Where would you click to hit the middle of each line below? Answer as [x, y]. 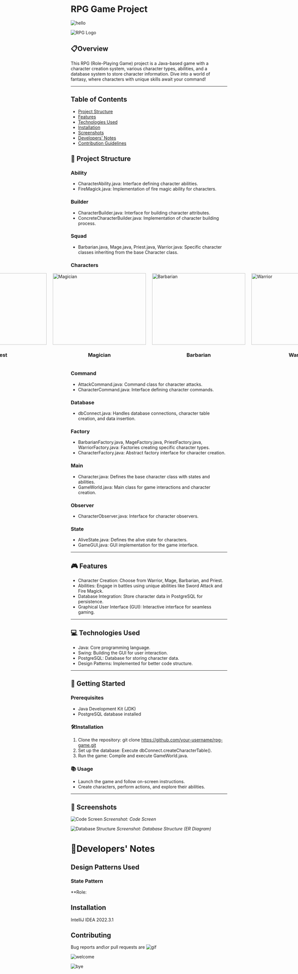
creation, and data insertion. [107, 419]
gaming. [86, 612]
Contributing [91, 935]
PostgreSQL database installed [110, 714]
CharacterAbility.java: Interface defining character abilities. [138, 184]
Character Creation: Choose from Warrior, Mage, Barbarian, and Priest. [150, 581]
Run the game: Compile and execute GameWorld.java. [133, 755]
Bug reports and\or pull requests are [108, 947]
